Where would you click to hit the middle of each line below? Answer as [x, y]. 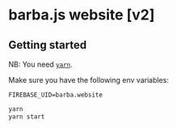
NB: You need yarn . [40, 64]
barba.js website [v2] [82, 15]
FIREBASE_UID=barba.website [56, 95]
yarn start [27, 116]
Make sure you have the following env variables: [89, 80]
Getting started [48, 45]
